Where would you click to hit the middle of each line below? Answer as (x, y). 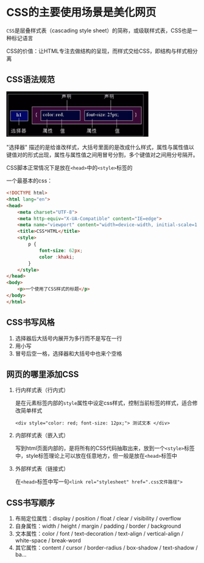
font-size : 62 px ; (61, 250)
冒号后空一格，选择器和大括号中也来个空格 (69, 353)
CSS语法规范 (31, 80)
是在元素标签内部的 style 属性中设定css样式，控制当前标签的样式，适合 (104, 403)
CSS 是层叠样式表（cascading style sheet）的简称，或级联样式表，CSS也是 (100, 30)
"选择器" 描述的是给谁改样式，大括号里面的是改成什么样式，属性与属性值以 (100, 147)
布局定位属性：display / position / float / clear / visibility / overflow (98, 519)
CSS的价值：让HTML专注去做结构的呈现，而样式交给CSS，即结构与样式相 (100, 51)
